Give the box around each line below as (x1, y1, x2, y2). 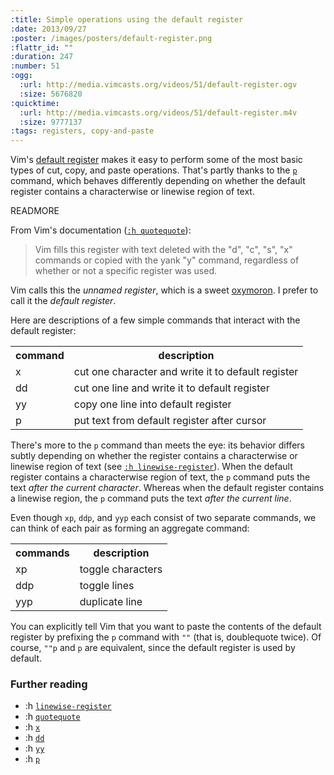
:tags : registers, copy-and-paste (10, 126, 155, 136)
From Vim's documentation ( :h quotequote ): (10, 224, 192, 236)
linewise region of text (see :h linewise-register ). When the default (10, 461, 293, 473)
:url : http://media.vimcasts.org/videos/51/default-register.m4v (19, 107, 298, 118)
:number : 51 (10, 61, 60, 71)
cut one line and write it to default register (73, 381, 270, 395)
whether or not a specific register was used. (34, 265, 217, 277)
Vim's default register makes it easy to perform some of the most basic (10, 154, 303, 166)
